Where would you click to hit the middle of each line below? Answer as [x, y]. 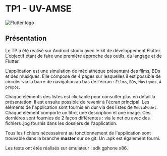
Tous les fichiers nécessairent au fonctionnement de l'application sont [78, 133]
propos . [13, 87]
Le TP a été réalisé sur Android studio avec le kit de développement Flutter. [83, 50]
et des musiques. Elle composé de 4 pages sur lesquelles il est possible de [83, 76]
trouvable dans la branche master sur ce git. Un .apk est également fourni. [83, 138]
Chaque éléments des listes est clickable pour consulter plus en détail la [80, 96]
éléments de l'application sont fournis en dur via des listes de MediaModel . [81, 107]
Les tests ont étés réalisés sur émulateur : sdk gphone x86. [67, 148]
